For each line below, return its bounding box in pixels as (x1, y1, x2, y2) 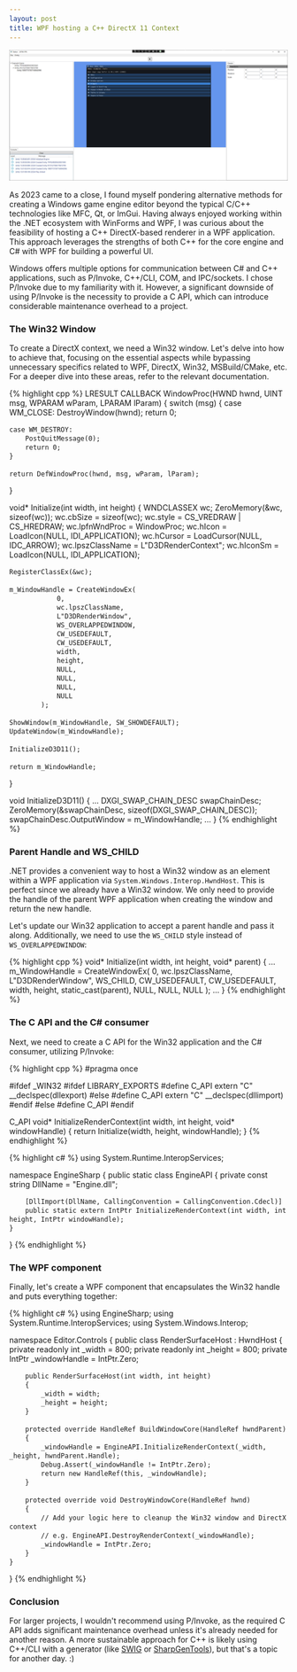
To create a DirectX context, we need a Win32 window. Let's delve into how (9, 343, 285, 354)
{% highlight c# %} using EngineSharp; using (9, 1308, 174, 1318)
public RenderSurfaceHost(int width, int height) (25, 1372, 212, 1380)
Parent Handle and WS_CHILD (9, 845, 140, 858)
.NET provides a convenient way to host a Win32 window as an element (9, 866, 270, 876)
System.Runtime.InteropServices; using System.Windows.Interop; (9, 1317, 249, 1328)
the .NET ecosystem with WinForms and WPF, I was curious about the (9, 217, 264, 228)
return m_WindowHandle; (9, 763, 97, 772)
